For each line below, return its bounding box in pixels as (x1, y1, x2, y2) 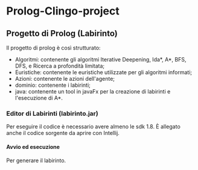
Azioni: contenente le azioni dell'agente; (14, 75, 115, 82)
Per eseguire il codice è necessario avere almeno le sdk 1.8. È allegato (6, 123, 181, 130)
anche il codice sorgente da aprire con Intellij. (6, 130, 120, 137)
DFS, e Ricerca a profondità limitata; (14, 62, 105, 69)
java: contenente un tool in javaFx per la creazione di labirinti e (14, 88, 171, 95)
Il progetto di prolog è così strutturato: (6, 44, 101, 51)
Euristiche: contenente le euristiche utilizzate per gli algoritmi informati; (14, 69, 193, 76)
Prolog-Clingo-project (6, 4, 120, 18)
